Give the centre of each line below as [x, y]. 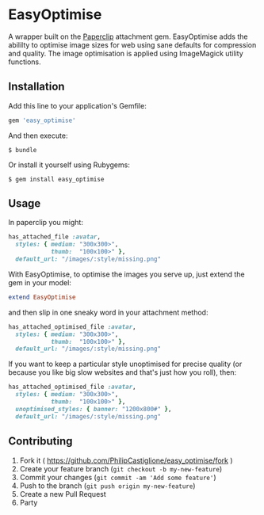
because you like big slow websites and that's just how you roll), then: [122, 372]
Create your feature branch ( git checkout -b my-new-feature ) [121, 468]
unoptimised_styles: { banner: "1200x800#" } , [94, 409]
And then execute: [38, 135]
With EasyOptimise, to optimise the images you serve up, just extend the [126, 274]
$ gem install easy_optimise [56, 179]
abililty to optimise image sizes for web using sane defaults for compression [132, 44]
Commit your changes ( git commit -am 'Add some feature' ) [118, 477]
